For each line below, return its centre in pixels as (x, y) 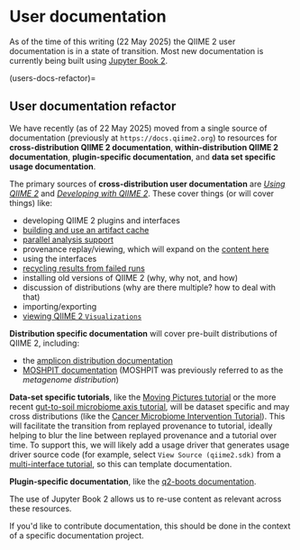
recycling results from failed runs (84, 268)
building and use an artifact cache (86, 230)
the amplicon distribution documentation (98, 360)
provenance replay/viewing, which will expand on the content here (145, 248)
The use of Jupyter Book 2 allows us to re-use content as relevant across (145, 499)
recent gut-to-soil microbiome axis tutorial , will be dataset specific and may (150, 406)
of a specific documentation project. (77, 535)
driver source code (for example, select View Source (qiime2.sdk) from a (145, 454)
